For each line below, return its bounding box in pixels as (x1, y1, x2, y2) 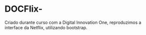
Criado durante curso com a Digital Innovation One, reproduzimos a (4, 19, 142, 25)
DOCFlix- (4, 3, 43, 15)
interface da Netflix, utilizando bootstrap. (4, 24, 88, 30)
